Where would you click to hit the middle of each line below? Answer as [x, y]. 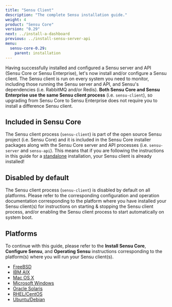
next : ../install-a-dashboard [38, 34]
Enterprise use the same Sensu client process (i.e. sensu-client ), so [79, 95]
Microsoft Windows [33, 283]
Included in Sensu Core [43, 122]
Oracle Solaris [27, 289]
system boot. [19, 217]
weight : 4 [16, 20]
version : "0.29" [23, 29]
